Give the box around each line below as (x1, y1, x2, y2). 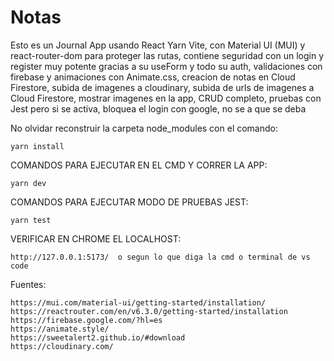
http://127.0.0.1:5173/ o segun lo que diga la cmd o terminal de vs (10, 252, 311, 262)
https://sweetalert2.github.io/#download (10, 332, 186, 343)
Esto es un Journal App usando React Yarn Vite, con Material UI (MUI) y (10, 39, 306, 51)
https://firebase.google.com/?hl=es (10, 315, 163, 325)
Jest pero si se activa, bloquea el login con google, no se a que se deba (10, 102, 307, 115)
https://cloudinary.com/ (10, 341, 114, 351)
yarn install (10, 141, 65, 151)
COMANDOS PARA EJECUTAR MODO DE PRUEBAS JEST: (10, 196, 249, 208)
